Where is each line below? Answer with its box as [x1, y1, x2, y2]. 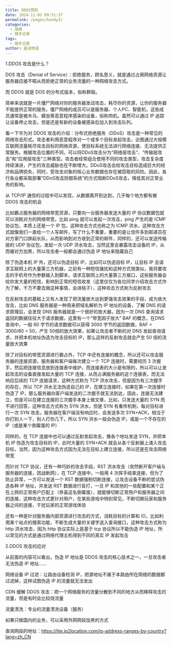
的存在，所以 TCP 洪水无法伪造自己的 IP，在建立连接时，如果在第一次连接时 [5, 383, 166, 390]
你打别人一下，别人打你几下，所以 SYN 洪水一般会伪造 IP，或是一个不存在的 [5, 416, 166, 422]
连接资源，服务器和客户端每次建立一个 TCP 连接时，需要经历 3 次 [18, 358, 157, 364]
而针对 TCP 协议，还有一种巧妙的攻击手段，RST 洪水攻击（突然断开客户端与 [5, 463, 166, 469]
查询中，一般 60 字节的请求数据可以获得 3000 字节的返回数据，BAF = [5, 321, 153, 327]
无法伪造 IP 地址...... [5, 560, 47, 566]
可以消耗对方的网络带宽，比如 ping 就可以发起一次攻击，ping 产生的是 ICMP [5, 216, 166, 222]
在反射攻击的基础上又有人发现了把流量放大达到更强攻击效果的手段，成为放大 [5, 296, 167, 302]
